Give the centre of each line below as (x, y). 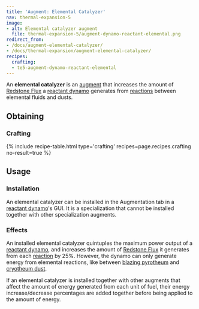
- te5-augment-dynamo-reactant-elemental (64, 67)
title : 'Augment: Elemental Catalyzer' (56, 12)
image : (14, 23)
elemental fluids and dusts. (40, 97)
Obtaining (25, 116)
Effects (17, 230)
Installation (23, 188)
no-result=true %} (29, 153)
